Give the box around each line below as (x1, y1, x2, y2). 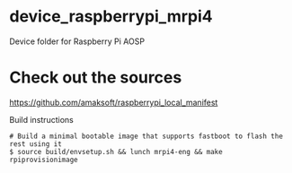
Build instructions (9, 114, 74, 125)
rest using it (9, 139, 63, 149)
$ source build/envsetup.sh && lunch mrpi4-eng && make (9, 147, 223, 156)
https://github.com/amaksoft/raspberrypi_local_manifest (9, 97, 218, 108)
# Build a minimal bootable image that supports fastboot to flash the (9, 132, 283, 141)
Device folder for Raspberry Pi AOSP (9, 36, 146, 47)
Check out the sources (9, 67, 182, 88)
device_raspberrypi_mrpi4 (9, 6, 213, 27)
